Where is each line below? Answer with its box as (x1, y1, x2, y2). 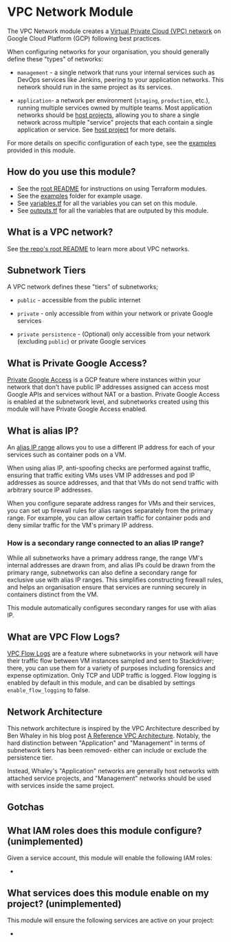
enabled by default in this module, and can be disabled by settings (7, 679, 196, 687)
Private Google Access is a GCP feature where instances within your (7, 376, 201, 384)
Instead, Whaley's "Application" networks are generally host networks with (7, 766, 219, 775)
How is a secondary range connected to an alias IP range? (7, 538, 204, 547)
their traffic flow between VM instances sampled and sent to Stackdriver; (7, 657, 214, 665)
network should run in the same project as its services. (16, 83, 173, 91)
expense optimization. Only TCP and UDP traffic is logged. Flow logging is (7, 671, 217, 680)
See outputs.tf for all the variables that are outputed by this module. (16, 206, 209, 214)
